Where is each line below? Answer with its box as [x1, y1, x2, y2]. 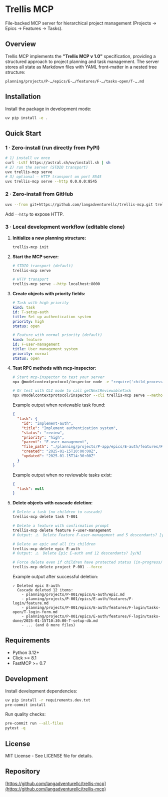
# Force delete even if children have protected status [12, 560, 131, 565]
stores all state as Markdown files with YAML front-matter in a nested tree [5, 64, 157, 70]
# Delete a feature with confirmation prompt [12, 523, 109, 528]
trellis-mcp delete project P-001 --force [12, 564, 102, 570]
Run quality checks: [5, 711, 46, 717]
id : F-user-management [12, 342, 60, 347]
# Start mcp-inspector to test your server [12, 374, 105, 380]
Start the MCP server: [12, 254, 59, 260]
